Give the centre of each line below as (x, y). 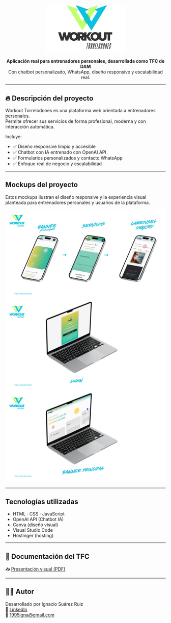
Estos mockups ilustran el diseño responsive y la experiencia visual (76, 197)
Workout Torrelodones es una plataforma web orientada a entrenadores (81, 111)
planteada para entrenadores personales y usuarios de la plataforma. (78, 202)
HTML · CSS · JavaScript (39, 514)
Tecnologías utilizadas (42, 501)
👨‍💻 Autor (20, 592)
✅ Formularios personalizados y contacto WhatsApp (68, 158)
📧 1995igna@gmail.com (30, 615)
